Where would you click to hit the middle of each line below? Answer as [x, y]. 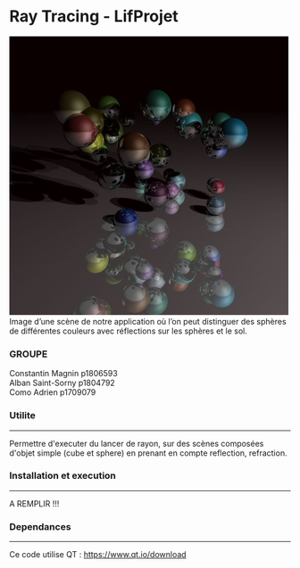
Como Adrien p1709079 [53, 392]
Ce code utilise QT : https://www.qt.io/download [98, 555]
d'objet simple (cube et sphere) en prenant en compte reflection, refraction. [148, 453]
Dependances [40, 526]
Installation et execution [62, 476]
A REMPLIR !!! [34, 503]
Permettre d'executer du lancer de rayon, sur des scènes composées [137, 443]
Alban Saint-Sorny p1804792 [62, 383]
